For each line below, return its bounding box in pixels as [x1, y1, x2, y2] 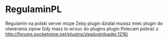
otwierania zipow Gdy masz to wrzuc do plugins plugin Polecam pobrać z [5, 25, 159, 31]
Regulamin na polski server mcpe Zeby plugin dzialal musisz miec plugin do [5, 20, 163, 26]
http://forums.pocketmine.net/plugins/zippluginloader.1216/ [5, 31, 129, 37]
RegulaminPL [5, 4, 62, 15]
